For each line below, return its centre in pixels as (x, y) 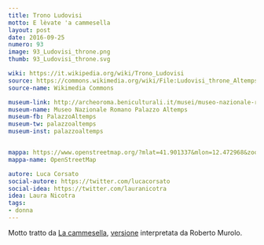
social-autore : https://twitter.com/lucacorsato (89, 181)
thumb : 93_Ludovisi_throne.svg (59, 60)
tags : (17, 203)
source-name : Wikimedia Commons (61, 88)
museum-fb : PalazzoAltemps (52, 117)
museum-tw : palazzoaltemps (52, 124)
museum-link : (29, 102)
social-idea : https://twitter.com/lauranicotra (88, 188)
